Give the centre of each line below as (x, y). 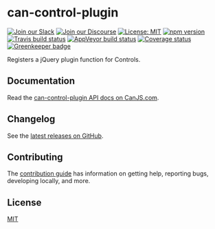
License (24, 203)
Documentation (41, 81)
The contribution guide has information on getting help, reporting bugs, (108, 173)
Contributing (35, 157)
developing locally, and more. (49, 181)
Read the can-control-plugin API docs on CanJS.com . (83, 97)
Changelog (31, 119)
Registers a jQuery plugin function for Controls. (74, 59)
